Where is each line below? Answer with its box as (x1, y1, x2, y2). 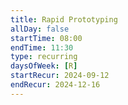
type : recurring (10, 52, 78, 62)
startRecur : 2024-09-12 (10, 71, 110, 81)
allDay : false (10, 24, 70, 34)
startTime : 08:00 (10, 33, 83, 43)
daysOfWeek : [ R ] (10, 61, 78, 71)
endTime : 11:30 (10, 42, 74, 53)
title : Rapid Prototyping (10, 14, 118, 25)
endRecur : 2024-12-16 (10, 80, 101, 90)
